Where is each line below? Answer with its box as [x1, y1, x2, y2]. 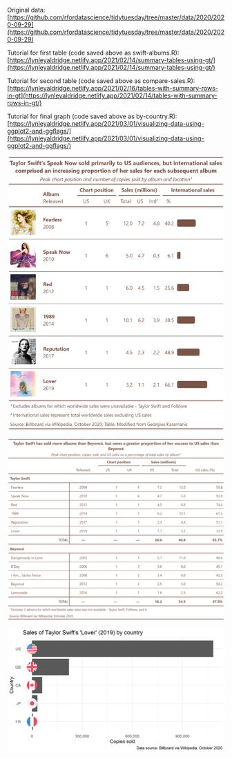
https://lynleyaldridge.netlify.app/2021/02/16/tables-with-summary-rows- [9, 84, 219, 92]
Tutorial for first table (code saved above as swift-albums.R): [7, 48, 180, 57]
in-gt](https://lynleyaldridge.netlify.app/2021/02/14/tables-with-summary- [7, 91, 217, 100]
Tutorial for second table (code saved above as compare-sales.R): [7, 77, 195, 85]
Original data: [7, 6, 46, 14]
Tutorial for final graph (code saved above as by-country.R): [7, 112, 177, 120]
